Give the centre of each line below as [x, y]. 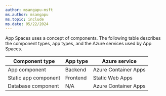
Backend [76, 70]
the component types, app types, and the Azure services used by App [78, 44]
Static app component [34, 78]
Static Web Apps [113, 78]
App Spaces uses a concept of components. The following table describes [83, 38]
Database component [33, 86]
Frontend [76, 78]
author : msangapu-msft [29, 10]
